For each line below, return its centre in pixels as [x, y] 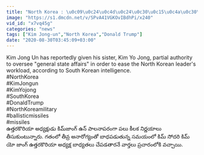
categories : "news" [31, 29]
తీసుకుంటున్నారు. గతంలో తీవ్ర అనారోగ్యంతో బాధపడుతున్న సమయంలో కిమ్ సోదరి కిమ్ [98, 136]
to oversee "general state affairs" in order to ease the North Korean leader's [101, 64]
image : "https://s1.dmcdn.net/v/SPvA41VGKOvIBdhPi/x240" [80, 18]
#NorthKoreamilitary [32, 109]
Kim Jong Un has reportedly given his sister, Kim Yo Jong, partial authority [99, 57]
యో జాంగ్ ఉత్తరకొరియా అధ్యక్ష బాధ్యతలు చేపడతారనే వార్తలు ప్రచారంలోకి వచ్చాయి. [95, 144]
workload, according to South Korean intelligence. [69, 70]
